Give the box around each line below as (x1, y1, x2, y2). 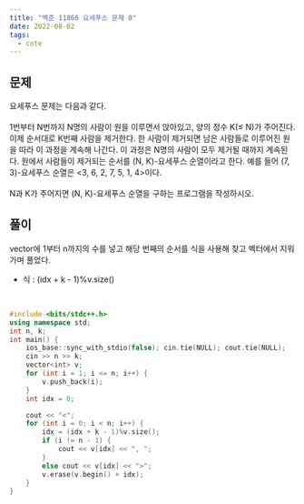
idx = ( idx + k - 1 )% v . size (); (42, 428, 161, 437)
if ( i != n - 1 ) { (42, 436, 112, 446)
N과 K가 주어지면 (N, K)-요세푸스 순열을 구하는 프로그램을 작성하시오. (9, 188, 255, 199)
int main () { (9, 335, 59, 344)
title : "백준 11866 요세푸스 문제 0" (9, 13, 137, 23)
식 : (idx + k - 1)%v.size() (22, 274, 115, 285)
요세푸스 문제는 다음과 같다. (9, 101, 107, 112)
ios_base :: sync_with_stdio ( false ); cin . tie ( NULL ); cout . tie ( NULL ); (25, 343, 286, 353)
